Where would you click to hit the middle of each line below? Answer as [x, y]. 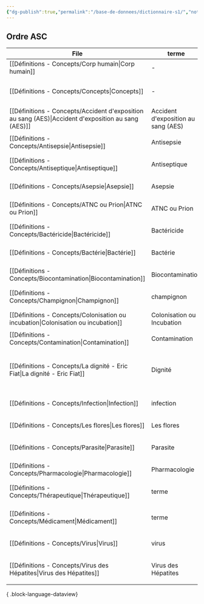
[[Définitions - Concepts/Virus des [59, 566]
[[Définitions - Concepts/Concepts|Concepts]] [76, 91]
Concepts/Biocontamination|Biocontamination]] [77, 279]
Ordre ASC [27, 37]
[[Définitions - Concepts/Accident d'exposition [76, 111]
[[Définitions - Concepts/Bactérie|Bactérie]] [73, 253]
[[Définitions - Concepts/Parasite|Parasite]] [72, 448]
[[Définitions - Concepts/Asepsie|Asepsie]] [72, 186]
